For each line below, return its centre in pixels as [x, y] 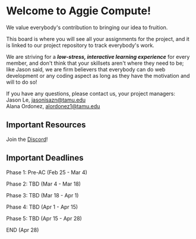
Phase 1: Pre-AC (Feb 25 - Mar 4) [47, 172]
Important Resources [46, 125]
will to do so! [22, 82]
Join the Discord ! [27, 139]
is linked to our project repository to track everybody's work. [80, 45]
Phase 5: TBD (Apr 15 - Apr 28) [44, 218]
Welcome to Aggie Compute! [79, 11]
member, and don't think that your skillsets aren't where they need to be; [95, 63]
